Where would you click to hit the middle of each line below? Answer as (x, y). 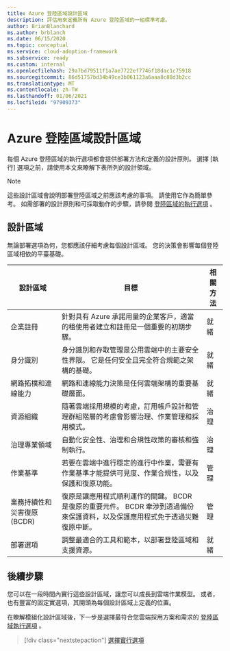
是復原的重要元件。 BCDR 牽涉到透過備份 (128, 506)
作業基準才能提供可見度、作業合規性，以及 (130, 473)
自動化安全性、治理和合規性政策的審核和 (127, 439)
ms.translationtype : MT (41, 84)
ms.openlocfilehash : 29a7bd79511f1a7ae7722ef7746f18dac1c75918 (99, 71)
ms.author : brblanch (37, 33)
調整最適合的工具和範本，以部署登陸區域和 (130, 539)
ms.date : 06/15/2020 (37, 39)
